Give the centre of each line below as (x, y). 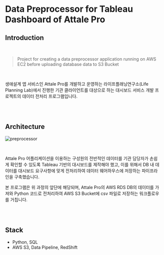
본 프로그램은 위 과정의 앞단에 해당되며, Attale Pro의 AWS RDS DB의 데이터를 (80, 187)
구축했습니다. (27, 177)
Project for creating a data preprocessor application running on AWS (87, 59)
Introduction (25, 38)
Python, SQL (25, 242)
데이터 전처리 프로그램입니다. (50, 96)
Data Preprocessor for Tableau (69, 9)
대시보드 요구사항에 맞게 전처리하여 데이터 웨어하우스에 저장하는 (79, 170)
